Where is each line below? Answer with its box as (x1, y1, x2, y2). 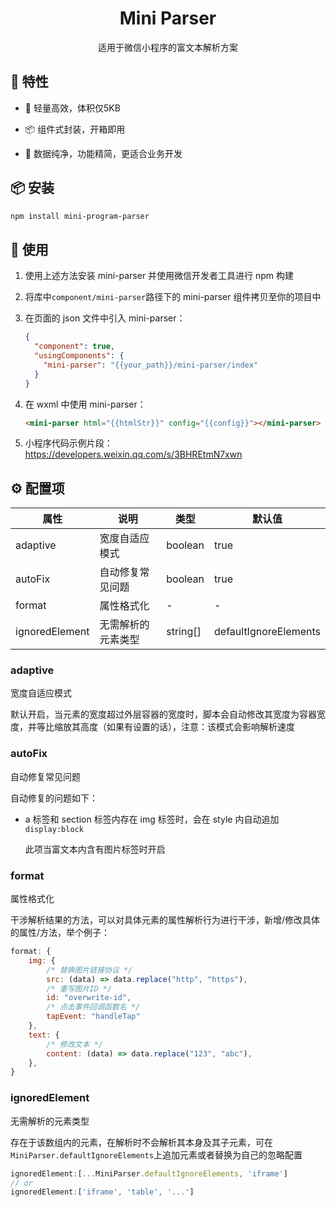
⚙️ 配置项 (10, 480, 65, 497)
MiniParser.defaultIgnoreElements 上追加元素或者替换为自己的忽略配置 (10, 1148, 303, 1161)
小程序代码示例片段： (24, 437, 113, 449)
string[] (166, 625, 202, 639)
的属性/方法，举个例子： (10, 927, 111, 939)
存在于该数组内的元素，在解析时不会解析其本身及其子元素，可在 (10, 1136, 273, 1148)
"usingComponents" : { (34, 351, 125, 361)
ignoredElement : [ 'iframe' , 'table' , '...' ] (10, 1187, 195, 1197)
